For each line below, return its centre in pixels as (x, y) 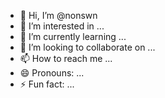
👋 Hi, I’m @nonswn (58, 15)
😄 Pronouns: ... (52, 73)
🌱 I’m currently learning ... (73, 36)
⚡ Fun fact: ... (47, 84)
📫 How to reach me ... (66, 58)
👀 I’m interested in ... (62, 26)
